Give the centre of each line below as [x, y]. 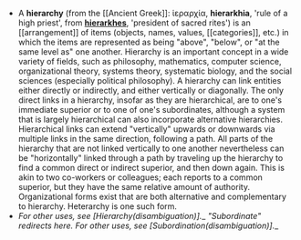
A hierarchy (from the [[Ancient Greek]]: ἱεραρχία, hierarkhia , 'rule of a [153, 13]
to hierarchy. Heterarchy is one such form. [98, 206]
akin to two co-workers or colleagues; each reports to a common [140, 177]
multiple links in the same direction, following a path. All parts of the [145, 139]
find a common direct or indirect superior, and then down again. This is [151, 168]
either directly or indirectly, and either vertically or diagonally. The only [151, 90]
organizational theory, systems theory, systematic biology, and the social [155, 71]
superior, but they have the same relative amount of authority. [134, 187]
